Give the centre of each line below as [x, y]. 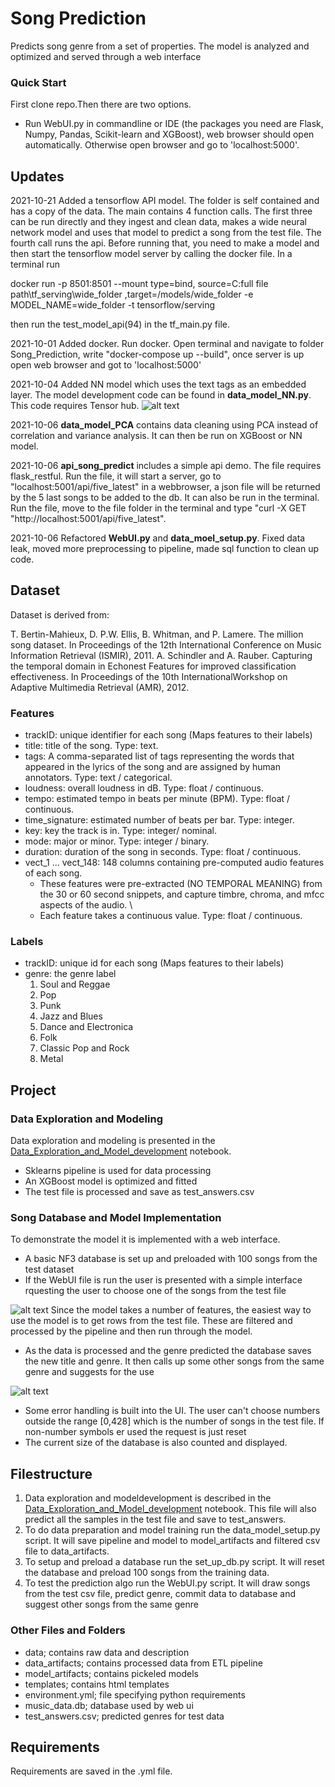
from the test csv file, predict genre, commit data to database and [160, 1594]
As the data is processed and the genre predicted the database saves [168, 1351]
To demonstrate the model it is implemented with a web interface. [145, 1239]
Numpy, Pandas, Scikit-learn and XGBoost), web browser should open [169, 134]
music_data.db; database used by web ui [109, 1705]
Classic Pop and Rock [84, 1048]
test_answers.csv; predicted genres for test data [124, 1716]
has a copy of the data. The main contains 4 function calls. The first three [161, 211]
